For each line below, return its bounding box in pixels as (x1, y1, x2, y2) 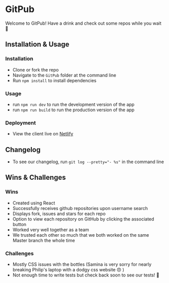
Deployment (5, 119, 36, 126)
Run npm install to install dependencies (12, 77, 97, 84)
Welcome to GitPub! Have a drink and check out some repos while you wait (5, 20, 161, 26)
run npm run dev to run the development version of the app (12, 101, 135, 107)
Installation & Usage (5, 40, 70, 49)
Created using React (12, 200, 55, 206)
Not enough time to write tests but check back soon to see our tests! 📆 (12, 272, 160, 278)
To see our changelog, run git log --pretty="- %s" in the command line (12, 159, 164, 165)
